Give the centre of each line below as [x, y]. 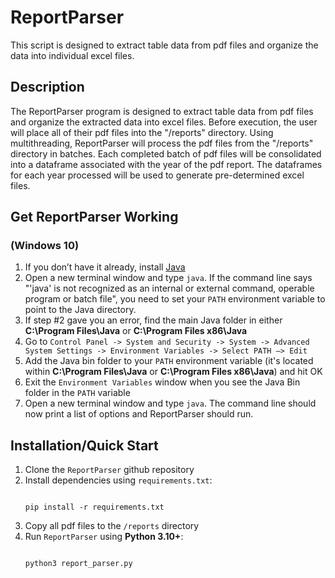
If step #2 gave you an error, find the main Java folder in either [153, 320]
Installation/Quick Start [84, 445]
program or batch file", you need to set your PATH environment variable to [175, 299]
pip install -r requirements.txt [94, 507]
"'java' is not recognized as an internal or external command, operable [169, 288]
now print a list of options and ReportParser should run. [139, 414]
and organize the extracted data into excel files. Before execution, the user [164, 122]
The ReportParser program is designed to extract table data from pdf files [162, 111]
